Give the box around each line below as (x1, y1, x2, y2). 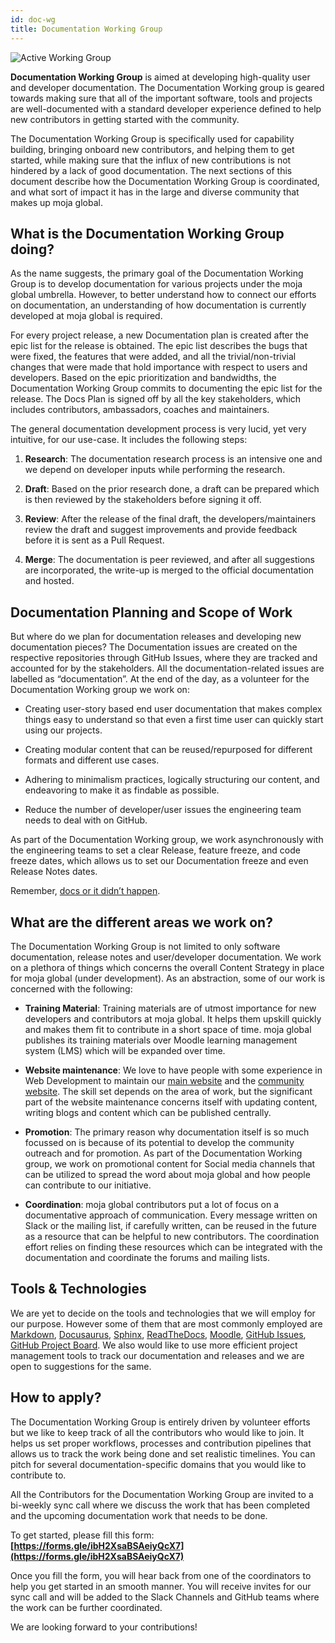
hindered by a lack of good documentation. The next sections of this (10, 164, 293, 176)
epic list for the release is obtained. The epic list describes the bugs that (10, 340, 308, 352)
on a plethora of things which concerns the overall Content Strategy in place (10, 961, 325, 973)
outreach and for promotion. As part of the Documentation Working (24, 1147, 303, 1159)
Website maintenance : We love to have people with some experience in (24, 1064, 323, 1076)
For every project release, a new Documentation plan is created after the (10, 329, 309, 341)
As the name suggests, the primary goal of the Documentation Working (10, 267, 304, 280)
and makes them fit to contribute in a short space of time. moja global (24, 1023, 312, 1035)
